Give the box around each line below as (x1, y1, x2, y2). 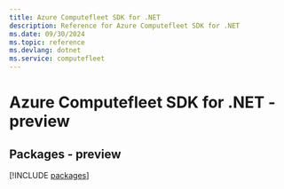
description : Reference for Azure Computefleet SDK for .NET (9, 21, 241, 30)
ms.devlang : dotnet (9, 46, 82, 55)
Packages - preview (9, 146, 122, 161)
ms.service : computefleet (9, 54, 105, 63)
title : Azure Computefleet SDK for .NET (9, 12, 162, 22)
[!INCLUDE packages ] (9, 170, 90, 180)
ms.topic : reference (9, 37, 86, 47)
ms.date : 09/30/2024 (9, 29, 86, 38)
